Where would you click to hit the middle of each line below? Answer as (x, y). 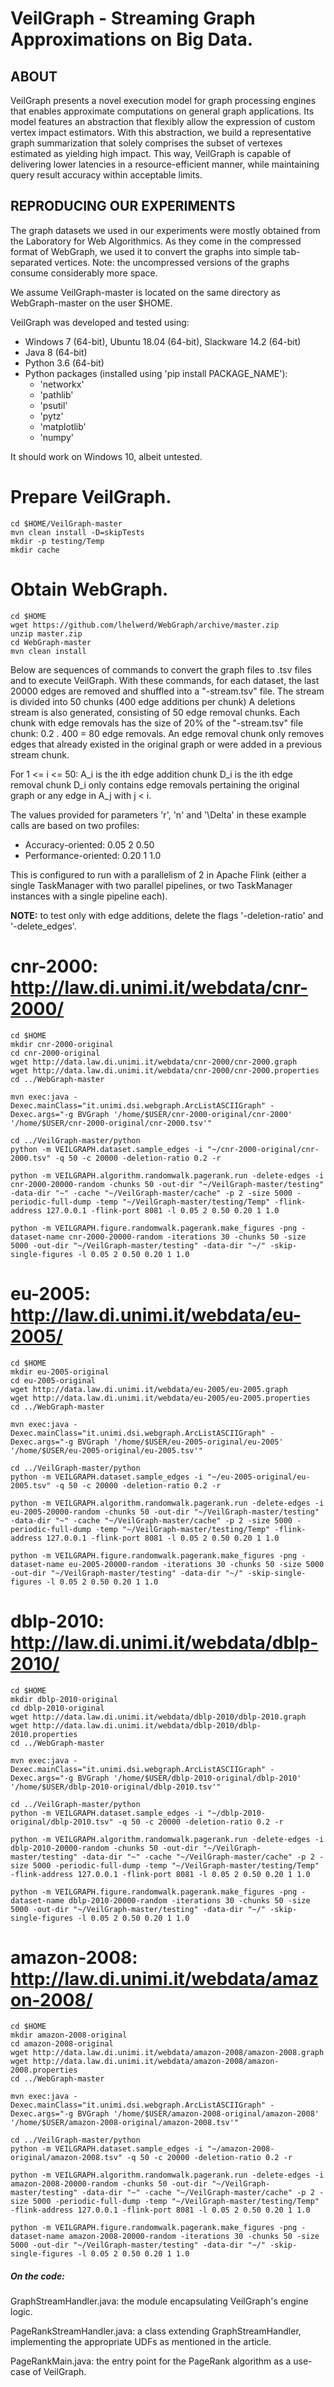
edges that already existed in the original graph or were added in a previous (166, 744)
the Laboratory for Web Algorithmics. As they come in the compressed (156, 241)
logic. (21, 2312)
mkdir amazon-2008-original (69, 2035)
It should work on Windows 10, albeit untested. (106, 456)
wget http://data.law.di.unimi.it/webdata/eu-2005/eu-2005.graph (149, 1389)
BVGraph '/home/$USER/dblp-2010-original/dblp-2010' (189, 1778)
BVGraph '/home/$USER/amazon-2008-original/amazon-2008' (198, 2114)
